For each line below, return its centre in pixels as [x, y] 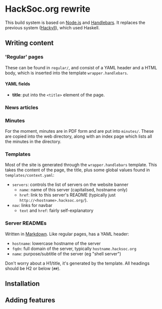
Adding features [30, 300]
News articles [22, 107]
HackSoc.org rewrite [48, 9]
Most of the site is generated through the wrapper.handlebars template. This [81, 165]
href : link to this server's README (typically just [67, 195]
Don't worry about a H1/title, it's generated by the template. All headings [77, 263]
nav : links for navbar [32, 206]
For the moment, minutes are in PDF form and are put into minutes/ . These [80, 131]
